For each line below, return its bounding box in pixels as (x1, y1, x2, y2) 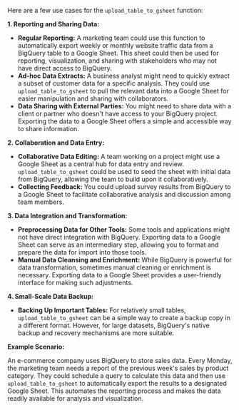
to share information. (17, 125, 80, 133)
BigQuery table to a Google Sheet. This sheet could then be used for (17, 49, 219, 57)
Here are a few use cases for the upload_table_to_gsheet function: (7, 6, 203, 14)
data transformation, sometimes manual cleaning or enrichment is (17, 263, 212, 272)
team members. (17, 198, 64, 206)
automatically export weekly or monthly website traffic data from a (17, 41, 213, 49)
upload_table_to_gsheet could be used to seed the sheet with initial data (17, 168, 231, 175)
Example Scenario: (7, 342, 65, 351)
